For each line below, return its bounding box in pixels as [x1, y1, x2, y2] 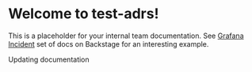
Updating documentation [8, 55, 90, 64]
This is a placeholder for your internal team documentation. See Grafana [8, 31, 244, 40]
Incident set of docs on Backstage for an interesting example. [8, 39, 209, 48]
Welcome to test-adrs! [8, 5, 159, 23]
